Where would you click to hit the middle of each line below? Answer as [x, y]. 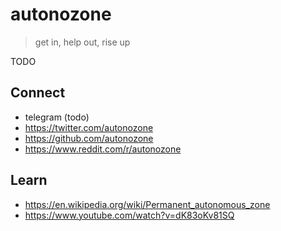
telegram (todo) [57, 117]
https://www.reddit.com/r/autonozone [103, 149]
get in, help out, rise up [82, 42]
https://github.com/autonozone [89, 138]
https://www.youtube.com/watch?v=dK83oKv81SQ [129, 215]
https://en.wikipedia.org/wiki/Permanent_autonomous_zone [147, 204]
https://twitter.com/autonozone [89, 127]
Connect [38, 93]
